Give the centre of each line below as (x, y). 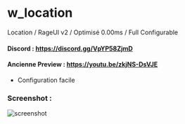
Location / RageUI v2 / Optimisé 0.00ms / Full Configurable (93, 32)
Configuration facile (46, 80)
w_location (40, 13)
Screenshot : (30, 98)
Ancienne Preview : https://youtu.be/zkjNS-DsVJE (83, 64)
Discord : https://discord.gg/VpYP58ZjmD (70, 48)
